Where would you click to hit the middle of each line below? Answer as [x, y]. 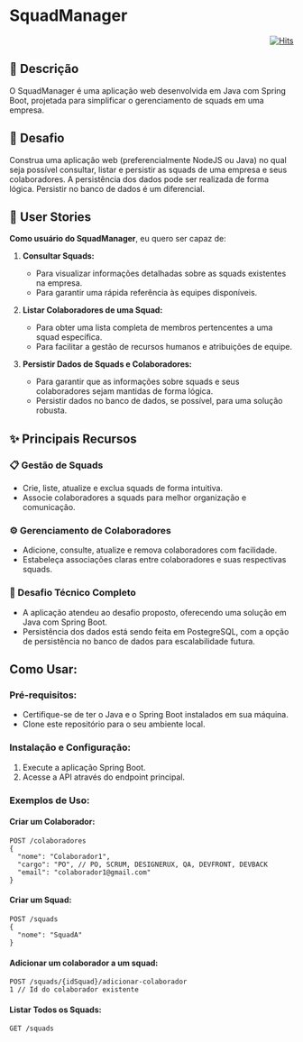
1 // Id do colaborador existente [74, 990]
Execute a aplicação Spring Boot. [84, 767]
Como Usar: [44, 669]
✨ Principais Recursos [73, 439]
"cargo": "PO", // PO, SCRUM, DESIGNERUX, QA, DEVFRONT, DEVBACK [143, 864]
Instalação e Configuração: [70, 747]
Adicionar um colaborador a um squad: [84, 963]
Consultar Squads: [58, 256]
